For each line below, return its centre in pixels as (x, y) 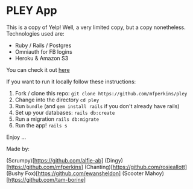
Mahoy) (154, 173)
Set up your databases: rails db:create (65, 112)
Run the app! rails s (41, 125)
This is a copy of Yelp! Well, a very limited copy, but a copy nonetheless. (96, 27)
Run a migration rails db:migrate (57, 119)
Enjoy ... (16, 137)
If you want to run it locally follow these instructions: (71, 82)
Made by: (18, 149)
